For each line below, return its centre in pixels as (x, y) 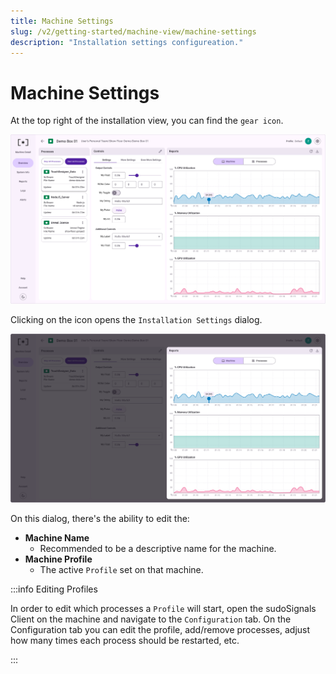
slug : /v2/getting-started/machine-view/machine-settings (133, 31)
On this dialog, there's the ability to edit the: (100, 518)
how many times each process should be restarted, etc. (125, 640)
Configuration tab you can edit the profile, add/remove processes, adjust (160, 629)
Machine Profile (58, 559)
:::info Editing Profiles (54, 589)
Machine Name (57, 537)
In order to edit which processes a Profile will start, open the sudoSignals (163, 608)
